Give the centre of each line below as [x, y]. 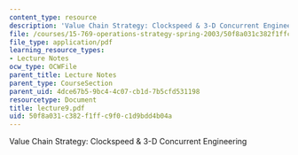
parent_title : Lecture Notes [63, 75]
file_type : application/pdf [61, 42]
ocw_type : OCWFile [43, 67]
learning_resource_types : [57, 50]
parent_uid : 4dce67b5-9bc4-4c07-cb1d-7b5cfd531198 [105, 91]
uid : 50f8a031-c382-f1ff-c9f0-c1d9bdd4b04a [91, 116]
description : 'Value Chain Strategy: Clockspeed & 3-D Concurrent [134, 26]
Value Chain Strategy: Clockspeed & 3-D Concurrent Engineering [128, 142]
